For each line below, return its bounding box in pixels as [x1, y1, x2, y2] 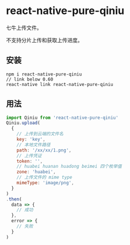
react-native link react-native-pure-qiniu [6, 81, 114, 87]
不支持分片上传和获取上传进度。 [6, 36, 83, 43]
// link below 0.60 [6, 76, 54, 82]
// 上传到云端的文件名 [16, 131, 64, 137]
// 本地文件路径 [16, 142, 51, 147]
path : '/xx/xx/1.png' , [16, 147, 72, 153]
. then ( [6, 196, 22, 202]
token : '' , [16, 158, 43, 164]
